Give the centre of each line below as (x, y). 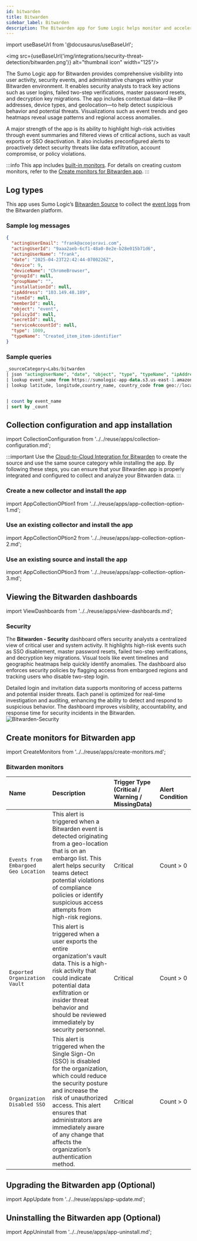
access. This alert (77, 1105)
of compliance (72, 888)
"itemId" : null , (31, 298)
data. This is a (71, 963)
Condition (174, 797)
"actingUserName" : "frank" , (46, 254)
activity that (80, 971)
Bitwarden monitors (35, 767)
